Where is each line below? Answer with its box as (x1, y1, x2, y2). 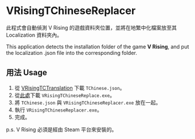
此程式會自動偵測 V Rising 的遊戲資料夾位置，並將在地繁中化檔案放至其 (6, 24, 177, 31)
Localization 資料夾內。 (6, 31, 62, 39)
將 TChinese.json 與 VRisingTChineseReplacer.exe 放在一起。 (14, 99, 161, 106)
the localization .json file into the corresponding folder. (6, 49, 137, 56)
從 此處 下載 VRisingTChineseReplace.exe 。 (14, 92, 115, 99)
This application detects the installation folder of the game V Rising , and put (6, 43, 190, 50)
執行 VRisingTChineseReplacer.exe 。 (14, 106, 103, 113)
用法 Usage (6, 68, 48, 78)
